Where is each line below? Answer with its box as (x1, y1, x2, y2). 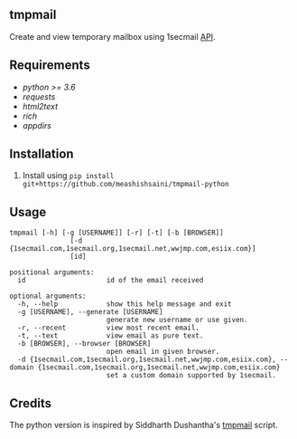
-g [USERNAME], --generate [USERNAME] (17, 308, 164, 317)
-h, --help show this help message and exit (17, 300, 232, 309)
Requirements (9, 58, 90, 73)
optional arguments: (9, 291, 88, 301)
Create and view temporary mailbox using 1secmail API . (9, 31, 216, 42)
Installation (9, 147, 74, 162)
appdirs (22, 119, 52, 130)
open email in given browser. (106, 348, 220, 357)
